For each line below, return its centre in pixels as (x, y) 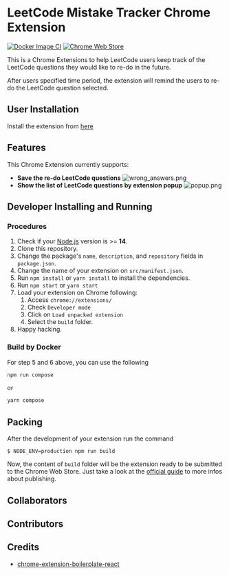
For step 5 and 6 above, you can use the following (78, 362)
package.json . (36, 263)
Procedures (27, 226)
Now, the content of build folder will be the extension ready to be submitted (115, 464)
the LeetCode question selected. (62, 88)
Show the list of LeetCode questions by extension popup (100, 185)
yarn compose (26, 401)
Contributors (35, 524)
